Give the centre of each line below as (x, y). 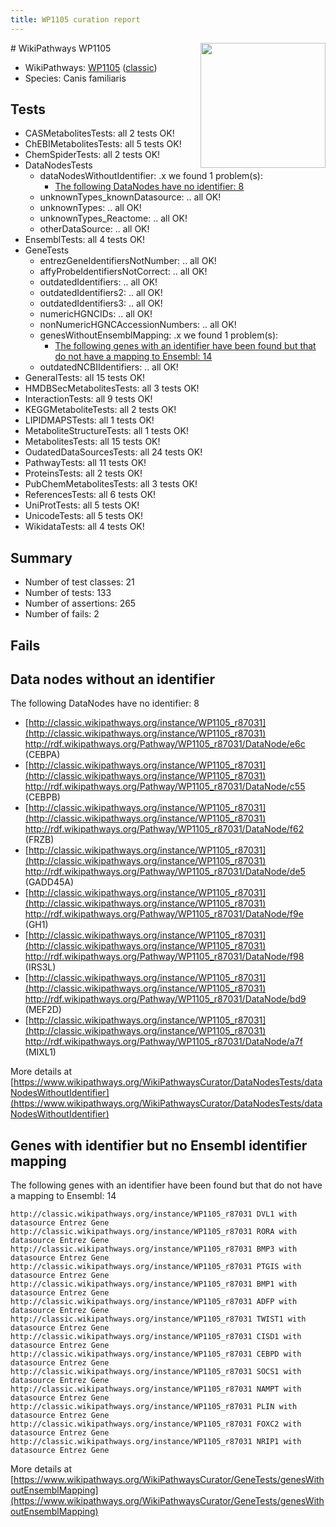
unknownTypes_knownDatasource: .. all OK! (130, 197)
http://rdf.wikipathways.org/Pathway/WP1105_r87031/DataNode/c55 (165, 787)
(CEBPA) (42, 755)
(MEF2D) (43, 1010)
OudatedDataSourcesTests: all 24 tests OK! (113, 452)
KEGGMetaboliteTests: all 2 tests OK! (100, 410)
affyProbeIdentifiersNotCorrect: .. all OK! (123, 272)
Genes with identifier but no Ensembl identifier (159, 1145)
